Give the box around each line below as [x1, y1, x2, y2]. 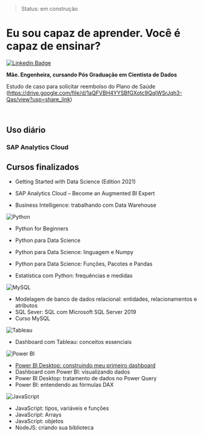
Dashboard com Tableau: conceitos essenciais [15, 338, 132, 346]
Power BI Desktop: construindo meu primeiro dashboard [15, 362, 156, 369]
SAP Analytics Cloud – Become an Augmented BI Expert [15, 190, 155, 197]
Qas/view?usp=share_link [6, 95, 71, 102]
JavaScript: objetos [15, 418, 64, 425]
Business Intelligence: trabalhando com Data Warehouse [15, 201, 156, 209]
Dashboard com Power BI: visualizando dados [15, 368, 130, 375]
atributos [15, 302, 38, 309]
